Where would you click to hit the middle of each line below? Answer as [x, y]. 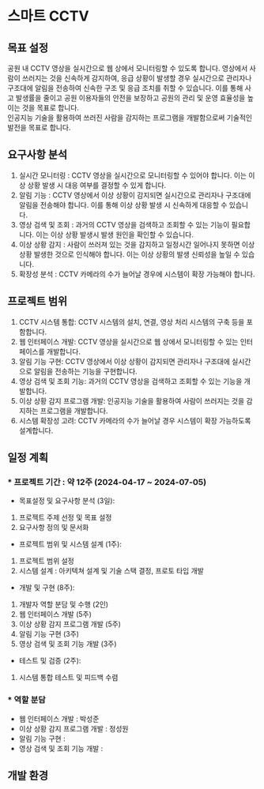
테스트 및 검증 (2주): [50, 661]
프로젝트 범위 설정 [46, 561]
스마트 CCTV [48, 16]
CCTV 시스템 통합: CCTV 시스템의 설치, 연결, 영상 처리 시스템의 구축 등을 [132, 321]
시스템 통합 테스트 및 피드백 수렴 [68, 678]
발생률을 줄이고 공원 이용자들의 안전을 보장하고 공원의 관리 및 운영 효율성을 [130, 98]
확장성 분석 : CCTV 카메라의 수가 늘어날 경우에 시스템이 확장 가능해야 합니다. [137, 274]
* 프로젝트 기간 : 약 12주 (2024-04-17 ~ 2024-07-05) [107, 482]
